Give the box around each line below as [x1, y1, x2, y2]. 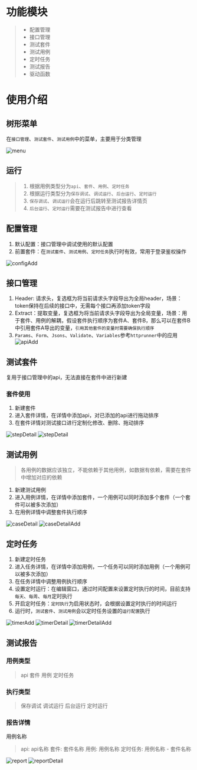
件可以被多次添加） [14, 501, 62, 508]
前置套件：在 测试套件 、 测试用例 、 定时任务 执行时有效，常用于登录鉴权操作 [14, 247, 187, 255]
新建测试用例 [14, 487, 46, 494]
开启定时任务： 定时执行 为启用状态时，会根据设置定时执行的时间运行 [14, 600, 178, 607]
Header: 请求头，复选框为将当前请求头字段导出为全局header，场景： [14, 295, 182, 302]
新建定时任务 [14, 556, 46, 563]
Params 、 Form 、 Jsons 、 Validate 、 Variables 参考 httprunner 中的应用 [14, 332, 178, 339]
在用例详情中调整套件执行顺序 [14, 508, 87, 515]
